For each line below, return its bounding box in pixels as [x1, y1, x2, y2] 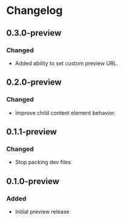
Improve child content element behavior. [15, 109, 116, 116]
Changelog [6, 4, 63, 18]
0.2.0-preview [6, 77, 62, 88]
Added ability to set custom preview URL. [15, 59, 119, 67]
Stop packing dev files [15, 159, 71, 166]
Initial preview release [15, 208, 70, 215]
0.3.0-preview [6, 28, 62, 38]
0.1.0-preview [6, 176, 59, 186]
